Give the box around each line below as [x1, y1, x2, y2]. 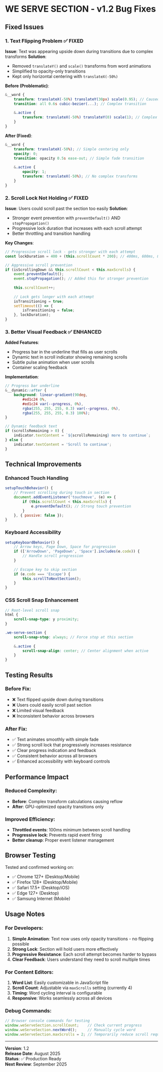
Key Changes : [5, 240, 34, 245]
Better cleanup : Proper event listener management [12, 837, 114, 843]
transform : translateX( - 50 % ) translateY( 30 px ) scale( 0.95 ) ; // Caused [14, 96, 160, 102]
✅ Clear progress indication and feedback [12, 748, 96, 753]
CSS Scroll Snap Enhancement [5, 597, 79, 603]
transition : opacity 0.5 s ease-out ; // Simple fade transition [14, 156, 145, 161]
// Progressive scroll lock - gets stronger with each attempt [5, 249, 136, 254]
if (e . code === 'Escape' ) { [14, 571, 70, 577]
